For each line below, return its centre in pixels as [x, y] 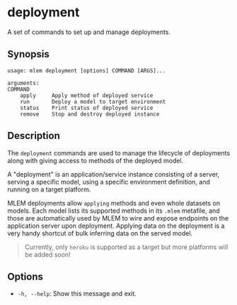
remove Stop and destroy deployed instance [90, 114]
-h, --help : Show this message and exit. [77, 294]
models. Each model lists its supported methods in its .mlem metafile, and [114, 211]
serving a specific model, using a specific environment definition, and [109, 182]
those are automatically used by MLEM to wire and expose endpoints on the [118, 218]
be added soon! [47, 254]
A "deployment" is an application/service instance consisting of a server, [114, 174]
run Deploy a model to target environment [93, 101]
